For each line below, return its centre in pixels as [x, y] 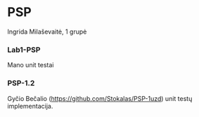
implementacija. [30, 106]
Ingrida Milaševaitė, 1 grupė [47, 32]
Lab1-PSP [24, 50]
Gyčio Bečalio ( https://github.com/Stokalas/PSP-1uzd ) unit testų [100, 98]
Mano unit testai [31, 65]
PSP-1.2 [21, 83]
